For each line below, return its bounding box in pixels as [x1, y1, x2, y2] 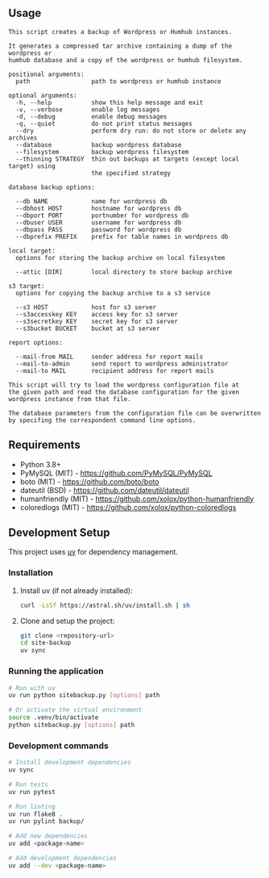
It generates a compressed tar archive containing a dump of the [8, 42, 232, 50]
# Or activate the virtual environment [8, 706, 143, 714]
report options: [8, 338, 63, 346]
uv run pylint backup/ [8, 817, 85, 826]
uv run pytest [8, 788, 56, 796]
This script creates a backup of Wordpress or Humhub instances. [8, 27, 232, 36]
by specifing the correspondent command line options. [8, 416, 197, 424]
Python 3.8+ [19, 459, 62, 469]
